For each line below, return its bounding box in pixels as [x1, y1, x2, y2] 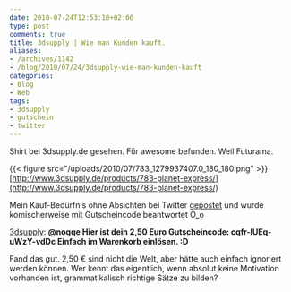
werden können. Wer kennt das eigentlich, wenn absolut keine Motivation [9, 263, 279, 273]
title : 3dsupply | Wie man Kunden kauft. [9, 38, 167, 47]
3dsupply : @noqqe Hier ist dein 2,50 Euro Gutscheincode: [9, 227, 230, 237]
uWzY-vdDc [9, 236, 56, 246]
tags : [9, 96, 30, 106]
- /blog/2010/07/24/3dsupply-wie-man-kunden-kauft [9, 64, 202, 73]
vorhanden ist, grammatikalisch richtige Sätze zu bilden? [9, 272, 218, 283]
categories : [9, 72, 54, 81]
